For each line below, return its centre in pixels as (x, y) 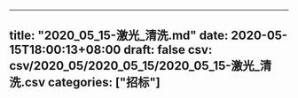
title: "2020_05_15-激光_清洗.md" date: (119, 36)
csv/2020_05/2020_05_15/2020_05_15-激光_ (134, 66)
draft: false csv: (168, 50)
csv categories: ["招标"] (93, 83)
